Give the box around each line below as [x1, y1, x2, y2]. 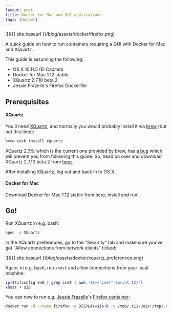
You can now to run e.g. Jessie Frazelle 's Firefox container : [5, 294, 131, 300]
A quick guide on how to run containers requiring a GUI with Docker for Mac [5, 41, 166, 47]
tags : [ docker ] [5, 17, 38, 22]
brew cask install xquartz [5, 138, 63, 143]
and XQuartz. [5, 47, 33, 53]
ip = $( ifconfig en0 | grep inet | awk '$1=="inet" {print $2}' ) [5, 280, 143, 285]
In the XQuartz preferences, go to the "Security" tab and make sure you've [5, 239, 163, 245]
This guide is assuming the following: [5, 56, 83, 62]
